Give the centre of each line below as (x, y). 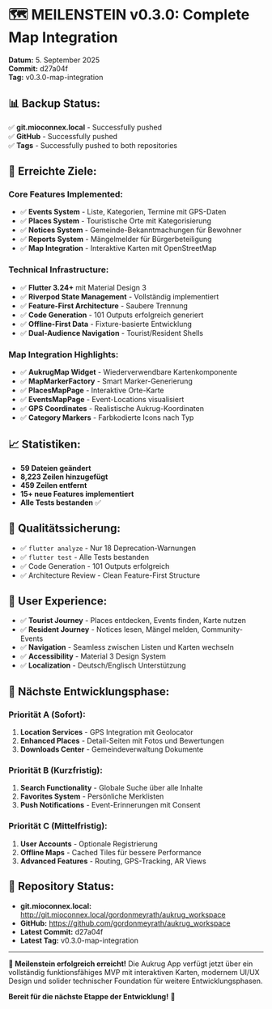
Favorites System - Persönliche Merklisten (92, 796)
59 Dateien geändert (55, 468)
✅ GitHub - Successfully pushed (63, 136)
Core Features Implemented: (66, 194)
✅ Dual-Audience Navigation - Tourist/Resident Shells (112, 333)
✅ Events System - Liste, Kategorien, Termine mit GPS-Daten (123, 212)
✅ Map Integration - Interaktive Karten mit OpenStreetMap (118, 248)
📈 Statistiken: (45, 445)
